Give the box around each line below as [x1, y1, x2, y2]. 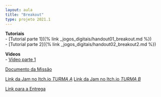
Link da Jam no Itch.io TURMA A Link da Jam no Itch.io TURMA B [5, 76, 141, 82]
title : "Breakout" [5, 12, 44, 17]
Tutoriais [5, 31, 24, 37]
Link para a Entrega [5, 86, 46, 92]
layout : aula [5, 7, 33, 13]
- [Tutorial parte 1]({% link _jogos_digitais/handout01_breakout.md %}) [5, 36, 152, 42]
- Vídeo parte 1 [5, 57, 36, 63]
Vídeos [5, 51, 21, 57]
